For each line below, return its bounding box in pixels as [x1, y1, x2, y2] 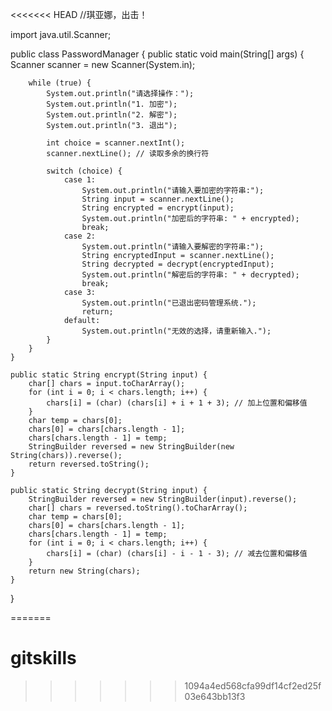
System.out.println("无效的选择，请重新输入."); [81, 326, 272, 336]
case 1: [63, 175, 97, 185]
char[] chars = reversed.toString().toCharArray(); [28, 503, 248, 513]
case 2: [63, 231, 97, 241]
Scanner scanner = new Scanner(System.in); [10, 59, 196, 70]
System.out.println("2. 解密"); [46, 110, 178, 120]
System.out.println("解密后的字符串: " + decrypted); [81, 270, 300, 280]
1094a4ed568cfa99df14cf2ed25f [184, 679, 322, 692]
